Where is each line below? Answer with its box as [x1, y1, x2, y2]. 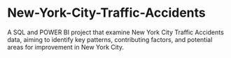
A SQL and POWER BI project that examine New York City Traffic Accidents [7, 28, 224, 36]
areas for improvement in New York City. [7, 43, 125, 51]
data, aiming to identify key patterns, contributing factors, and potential [7, 35, 213, 43]
